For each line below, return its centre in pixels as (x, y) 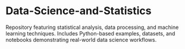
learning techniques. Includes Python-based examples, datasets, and (90, 33)
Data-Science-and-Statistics (79, 11)
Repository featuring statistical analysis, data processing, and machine (92, 27)
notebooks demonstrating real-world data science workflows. (81, 40)
